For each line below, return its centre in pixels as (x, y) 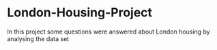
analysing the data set (38, 38)
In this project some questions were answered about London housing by (108, 32)
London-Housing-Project (79, 13)
